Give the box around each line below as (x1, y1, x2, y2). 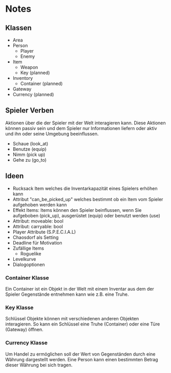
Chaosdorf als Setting (12, 234, 59, 240)
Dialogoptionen (12, 261, 45, 268)
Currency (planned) (12, 92, 55, 97)
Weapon (20, 64, 38, 70)
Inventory (12, 75, 33, 81)
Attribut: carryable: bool (12, 223, 63, 229)
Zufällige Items (12, 245, 44, 251)
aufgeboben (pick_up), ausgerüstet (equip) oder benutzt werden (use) (12, 212, 161, 218)
